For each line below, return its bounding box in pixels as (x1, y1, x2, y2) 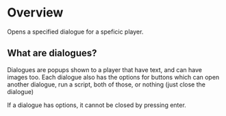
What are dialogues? (7, 47, 97, 59)
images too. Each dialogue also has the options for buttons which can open (7, 73, 220, 81)
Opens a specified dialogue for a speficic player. (7, 27, 144, 36)
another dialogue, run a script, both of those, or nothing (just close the (7, 80, 205, 89)
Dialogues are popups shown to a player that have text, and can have (7, 65, 203, 73)
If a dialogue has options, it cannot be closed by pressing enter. (7, 101, 186, 109)
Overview (7, 5, 64, 21)
